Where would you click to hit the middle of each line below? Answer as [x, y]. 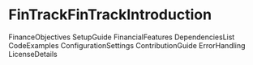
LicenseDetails [33, 54]
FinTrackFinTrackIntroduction [110, 15]
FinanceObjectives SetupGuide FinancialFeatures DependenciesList [122, 37]
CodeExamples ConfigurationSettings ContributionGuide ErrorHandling [127, 45]
